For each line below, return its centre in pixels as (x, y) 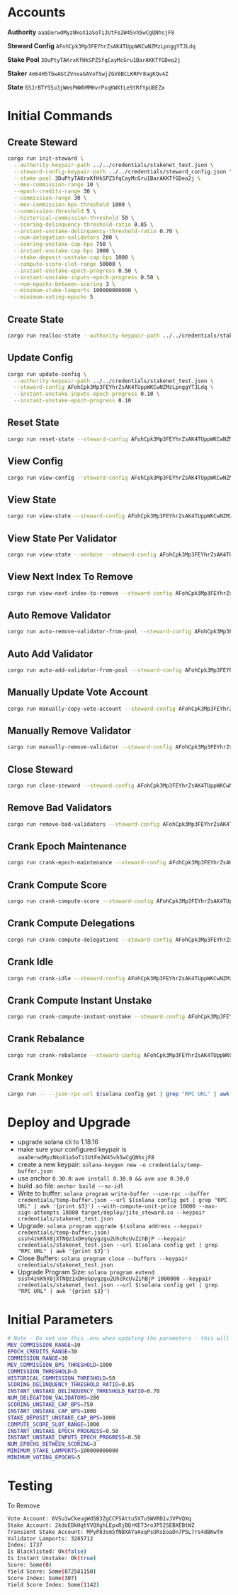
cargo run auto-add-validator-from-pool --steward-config (95, 670)
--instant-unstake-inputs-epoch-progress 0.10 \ (87, 394)
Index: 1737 (25, 1545)
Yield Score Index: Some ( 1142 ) (53, 1585)
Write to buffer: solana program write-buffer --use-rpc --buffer (114, 1193)
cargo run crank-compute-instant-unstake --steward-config (96, 1017)
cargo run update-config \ (47, 374)
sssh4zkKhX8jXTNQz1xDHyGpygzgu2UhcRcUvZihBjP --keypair (102, 1239)
